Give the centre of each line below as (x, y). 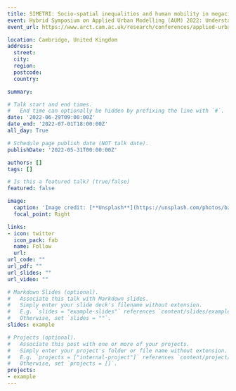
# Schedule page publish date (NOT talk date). (78, 143)
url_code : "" (26, 260)
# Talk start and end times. (50, 104)
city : (22, 60)
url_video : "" (28, 279)
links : (17, 227)
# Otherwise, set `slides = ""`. (59, 318)
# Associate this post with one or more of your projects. (99, 344)
